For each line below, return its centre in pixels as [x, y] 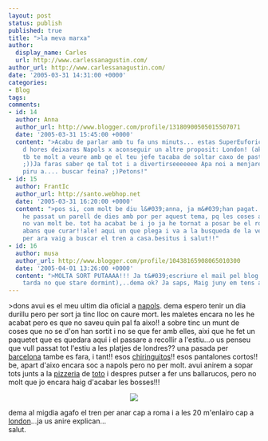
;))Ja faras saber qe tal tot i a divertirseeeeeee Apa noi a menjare [142, 165]
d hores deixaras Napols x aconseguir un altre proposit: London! [135, 149]
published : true [35, 30]
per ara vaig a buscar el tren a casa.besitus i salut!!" [121, 239]
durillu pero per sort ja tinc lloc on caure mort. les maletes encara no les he [132, 314]
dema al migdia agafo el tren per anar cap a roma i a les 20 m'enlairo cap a [131, 413]
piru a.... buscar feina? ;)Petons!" [85, 172]
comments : [25, 105]
